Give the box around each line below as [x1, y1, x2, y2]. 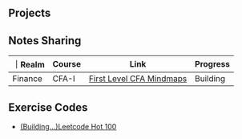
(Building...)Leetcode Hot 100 [19, 122, 117, 132]
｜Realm [12, 59, 46, 71]
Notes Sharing [8, 34, 82, 47]
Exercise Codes [8, 100, 88, 114]
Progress [195, 59, 231, 70]
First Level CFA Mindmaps [88, 73, 188, 84]
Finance [12, 73, 42, 84]
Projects [8, 6, 51, 20]
